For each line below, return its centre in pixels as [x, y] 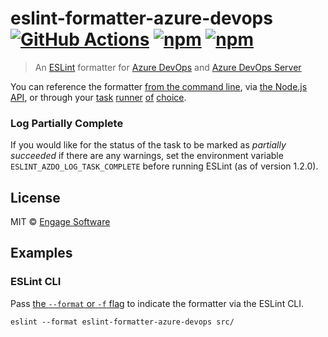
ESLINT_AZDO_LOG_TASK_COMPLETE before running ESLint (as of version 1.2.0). [164, 166]
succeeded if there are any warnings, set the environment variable [147, 156]
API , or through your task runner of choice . [98, 97]
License [35, 197]
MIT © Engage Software [60, 222]
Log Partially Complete [67, 123]
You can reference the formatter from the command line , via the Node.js [159, 86]
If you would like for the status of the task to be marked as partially [148, 145]
